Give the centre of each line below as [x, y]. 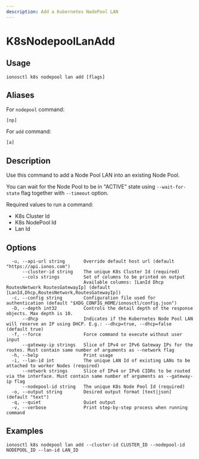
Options [21, 247]
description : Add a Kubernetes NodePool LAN [62, 12]
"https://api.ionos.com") [38, 267]
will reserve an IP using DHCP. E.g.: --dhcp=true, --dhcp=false [89, 324]
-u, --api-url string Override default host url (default [93, 261]
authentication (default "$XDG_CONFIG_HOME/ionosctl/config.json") [92, 303]
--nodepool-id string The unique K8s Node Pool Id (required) [103, 387]
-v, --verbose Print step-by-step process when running [99, 408]
